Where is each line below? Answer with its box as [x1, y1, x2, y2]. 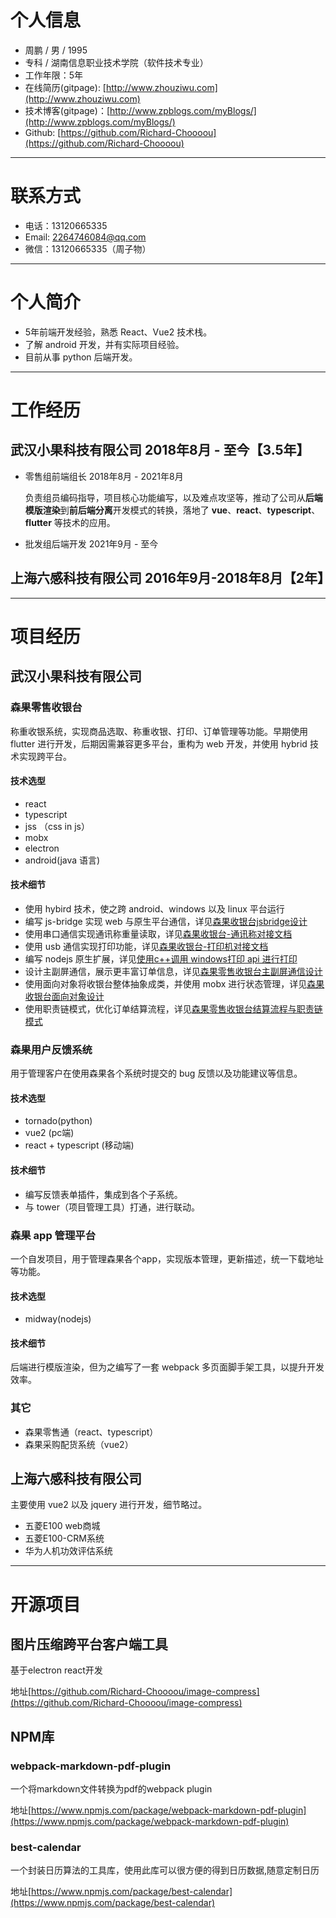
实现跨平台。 [18, 750, 72, 762]
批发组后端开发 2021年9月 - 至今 [24, 537, 159, 550]
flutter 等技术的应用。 [24, 516, 116, 528]
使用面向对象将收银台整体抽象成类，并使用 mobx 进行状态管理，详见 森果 [24, 977, 325, 990]
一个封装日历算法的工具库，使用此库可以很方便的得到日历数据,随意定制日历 [10, 1864, 320, 1876]
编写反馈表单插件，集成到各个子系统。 [24, 1188, 183, 1200]
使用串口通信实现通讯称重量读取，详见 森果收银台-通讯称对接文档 [24, 927, 293, 940]
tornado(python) [24, 1115, 93, 1127]
